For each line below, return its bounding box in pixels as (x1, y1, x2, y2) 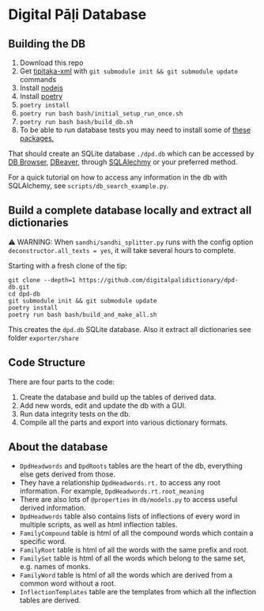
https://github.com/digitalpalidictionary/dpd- (78, 276, 239, 284)
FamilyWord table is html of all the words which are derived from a (19, 571, 233, 580)
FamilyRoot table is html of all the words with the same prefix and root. (19, 545, 249, 555)
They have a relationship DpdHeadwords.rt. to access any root (19, 478, 221, 488)
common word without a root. (19, 579, 116, 588)
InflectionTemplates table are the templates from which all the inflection (19, 587, 257, 597)
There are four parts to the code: (8, 377, 115, 387)
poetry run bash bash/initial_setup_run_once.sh (19, 110, 183, 118)
